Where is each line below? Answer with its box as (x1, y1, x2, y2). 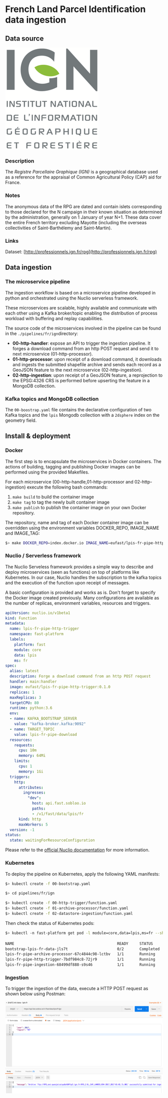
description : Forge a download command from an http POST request (9, 674, 151, 679)
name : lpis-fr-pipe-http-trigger (9, 626, 79, 632)
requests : (14, 742, 35, 748)
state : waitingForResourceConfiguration (9, 838, 95, 843)
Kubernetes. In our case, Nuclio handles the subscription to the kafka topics (5, 574, 161, 580)
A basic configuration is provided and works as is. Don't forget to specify (5, 589, 156, 595)
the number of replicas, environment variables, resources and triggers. (5, 600, 151, 606)
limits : (14, 758, 30, 763)
